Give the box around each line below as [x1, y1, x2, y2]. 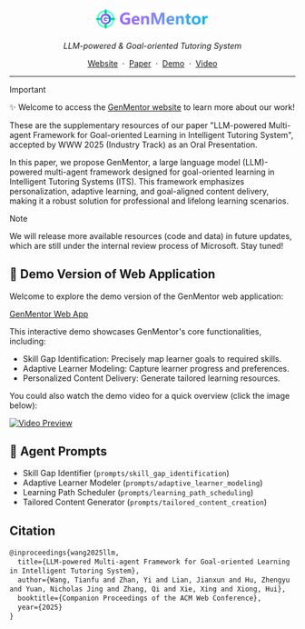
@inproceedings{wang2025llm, [9, 548, 120, 558]
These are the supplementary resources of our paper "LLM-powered [9, 119, 267, 131]
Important [9, 84, 46, 95]
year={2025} [17, 603, 64, 613]
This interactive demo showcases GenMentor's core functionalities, [9, 325, 262, 336]
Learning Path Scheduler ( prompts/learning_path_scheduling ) [22, 487, 254, 498]
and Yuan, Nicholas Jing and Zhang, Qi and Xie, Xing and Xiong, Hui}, [9, 584, 286, 594]
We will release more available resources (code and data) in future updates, [9, 230, 292, 241]
